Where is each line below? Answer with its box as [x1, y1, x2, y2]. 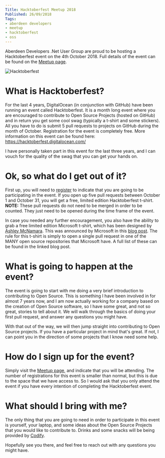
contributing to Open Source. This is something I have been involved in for [5, 293, 156, 299]
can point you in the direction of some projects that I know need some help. [5, 334, 159, 340]
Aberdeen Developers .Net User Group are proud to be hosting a [5, 48, 136, 54]
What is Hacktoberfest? [5, 86, 104, 97]
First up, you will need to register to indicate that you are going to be [5, 187, 144, 193]
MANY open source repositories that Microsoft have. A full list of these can [5, 238, 158, 244]
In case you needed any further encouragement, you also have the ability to [5, 217, 159, 223]
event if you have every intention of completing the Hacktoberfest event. [5, 383, 153, 389]
